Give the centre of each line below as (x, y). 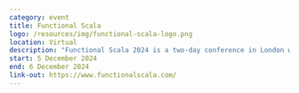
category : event (39, 17)
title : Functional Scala (55, 26)
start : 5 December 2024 (53, 58)
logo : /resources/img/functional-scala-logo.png (101, 34)
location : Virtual (43, 42)
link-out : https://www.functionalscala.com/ (93, 75)
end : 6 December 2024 (49, 67)
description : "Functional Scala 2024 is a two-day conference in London (147, 50)
